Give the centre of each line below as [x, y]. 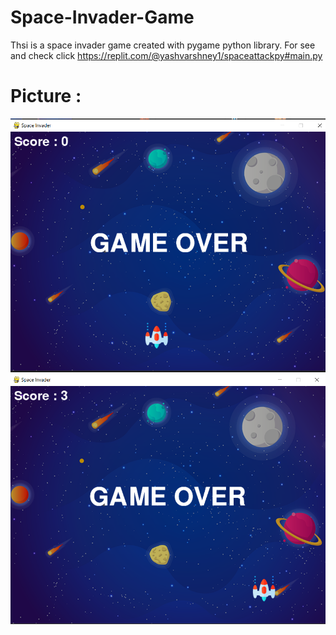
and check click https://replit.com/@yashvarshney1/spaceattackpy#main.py [166, 55]
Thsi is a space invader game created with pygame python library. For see [163, 45]
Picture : [46, 96]
